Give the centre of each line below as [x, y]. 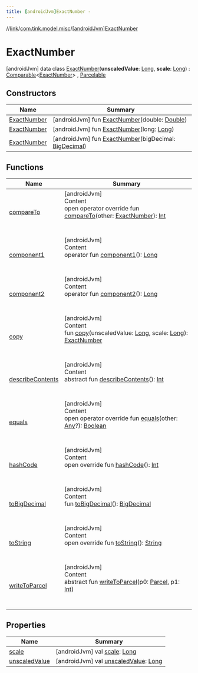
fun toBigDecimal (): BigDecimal [108, 504]
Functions [25, 167]
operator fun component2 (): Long [111, 294]
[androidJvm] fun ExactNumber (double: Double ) [120, 120]
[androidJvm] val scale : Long [96, 651]
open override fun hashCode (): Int [112, 465]
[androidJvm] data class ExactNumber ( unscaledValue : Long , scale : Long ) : [98, 68]
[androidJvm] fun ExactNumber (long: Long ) [113, 129]
